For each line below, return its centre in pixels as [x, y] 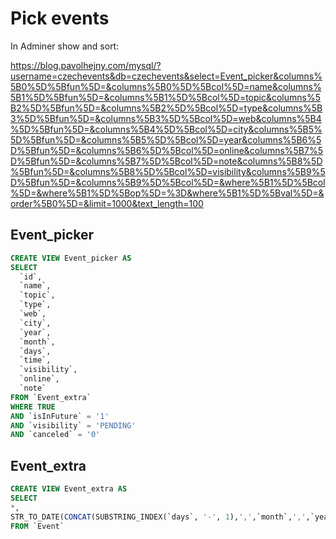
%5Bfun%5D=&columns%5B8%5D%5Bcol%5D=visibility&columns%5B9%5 [168, 171]
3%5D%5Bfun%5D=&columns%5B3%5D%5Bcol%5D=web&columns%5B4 [166, 118]
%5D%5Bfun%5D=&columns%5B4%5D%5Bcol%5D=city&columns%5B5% [166, 129]
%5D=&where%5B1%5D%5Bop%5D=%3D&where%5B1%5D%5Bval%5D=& [167, 193]
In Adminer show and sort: [65, 46]
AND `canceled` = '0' [55, 435]
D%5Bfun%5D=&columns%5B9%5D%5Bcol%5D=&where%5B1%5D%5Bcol [168, 182]
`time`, [35, 360]
